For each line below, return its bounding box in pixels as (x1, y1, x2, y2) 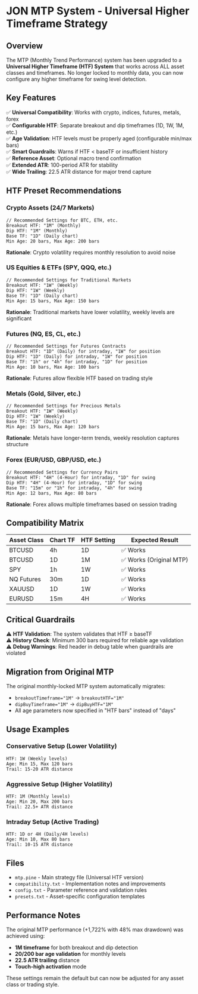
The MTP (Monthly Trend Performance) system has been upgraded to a (6, 57, 182, 63)
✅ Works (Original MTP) (121, 556, 188, 564)
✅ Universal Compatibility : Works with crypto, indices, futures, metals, (6, 109, 181, 116)
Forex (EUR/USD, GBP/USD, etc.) (6, 456, 102, 464)
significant (6, 315, 32, 322)
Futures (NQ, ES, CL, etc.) (6, 330, 81, 338)
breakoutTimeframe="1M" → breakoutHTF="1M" (14, 694, 125, 701)
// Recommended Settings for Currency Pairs (6, 469, 118, 475)
